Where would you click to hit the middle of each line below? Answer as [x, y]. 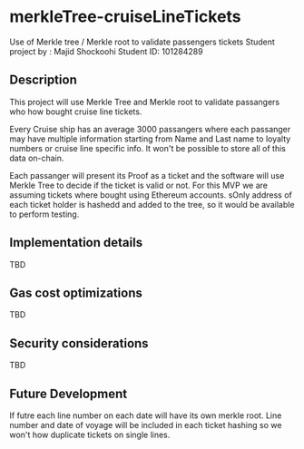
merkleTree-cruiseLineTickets [126, 17]
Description [43, 80]
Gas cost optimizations [76, 293]
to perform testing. [44, 214]
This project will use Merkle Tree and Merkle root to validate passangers [144, 102]
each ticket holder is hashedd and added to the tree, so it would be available [152, 204]
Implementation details [76, 243]
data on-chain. [37, 158]
